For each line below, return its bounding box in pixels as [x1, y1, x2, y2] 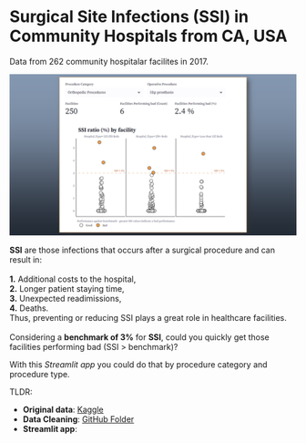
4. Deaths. [9, 303, 49, 314]
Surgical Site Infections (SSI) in [9, 6, 249, 27]
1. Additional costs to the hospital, [9, 273, 137, 284]
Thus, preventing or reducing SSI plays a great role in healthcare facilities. [9, 313, 287, 324]
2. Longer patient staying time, [9, 283, 125, 294]
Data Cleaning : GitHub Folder [22, 414, 135, 425]
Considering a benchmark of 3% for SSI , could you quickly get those [9, 332, 270, 343]
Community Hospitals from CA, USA [9, 26, 288, 46]
